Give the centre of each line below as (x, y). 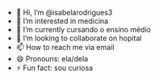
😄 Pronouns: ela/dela (52, 59)
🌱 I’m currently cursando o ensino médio (84, 29)
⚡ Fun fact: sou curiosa (54, 68)
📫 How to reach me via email (65, 47)
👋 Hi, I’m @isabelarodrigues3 (64, 12)
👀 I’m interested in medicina (62, 21)
